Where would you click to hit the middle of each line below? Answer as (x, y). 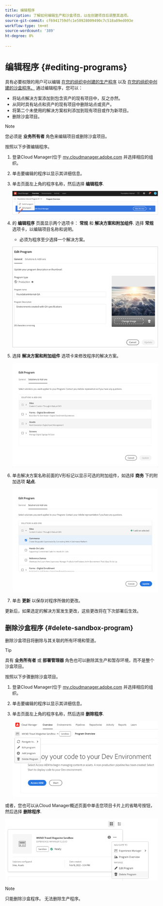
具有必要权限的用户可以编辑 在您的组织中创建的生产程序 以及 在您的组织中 (79, 82)
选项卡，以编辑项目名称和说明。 (44, 229)
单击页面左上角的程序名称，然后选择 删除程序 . (58, 714)
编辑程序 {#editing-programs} (66, 67)
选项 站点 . (26, 481)
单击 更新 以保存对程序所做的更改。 (47, 601)
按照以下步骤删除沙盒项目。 (33, 677)
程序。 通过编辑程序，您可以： (52, 88)
